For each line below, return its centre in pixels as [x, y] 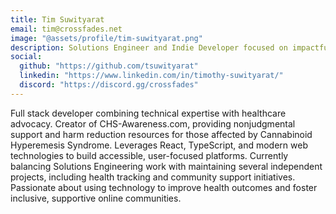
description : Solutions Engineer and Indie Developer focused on [149, 47]
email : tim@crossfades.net [66, 29]
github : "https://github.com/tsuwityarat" [109, 66]
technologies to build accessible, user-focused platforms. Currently [149, 155]
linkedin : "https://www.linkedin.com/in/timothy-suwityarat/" [151, 76]
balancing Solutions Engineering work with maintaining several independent [166, 166]
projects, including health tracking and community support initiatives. [153, 177]
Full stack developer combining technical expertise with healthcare [148, 113]
